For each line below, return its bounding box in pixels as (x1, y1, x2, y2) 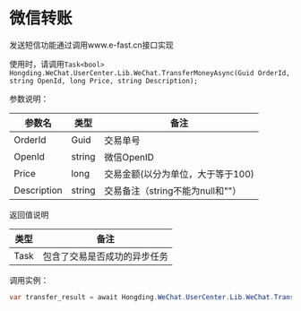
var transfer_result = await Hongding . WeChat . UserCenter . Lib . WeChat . (9, 292, 275, 301)
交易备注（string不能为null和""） (104, 185, 242, 197)
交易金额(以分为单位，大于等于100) (104, 168, 255, 180)
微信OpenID (104, 151, 155, 163)
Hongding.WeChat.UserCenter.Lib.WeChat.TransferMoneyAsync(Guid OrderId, (9, 68, 291, 77)
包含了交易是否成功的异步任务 (42, 250, 168, 263)
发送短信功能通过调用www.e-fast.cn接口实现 (9, 39, 175, 50)
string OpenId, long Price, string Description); (9, 76, 199, 85)
